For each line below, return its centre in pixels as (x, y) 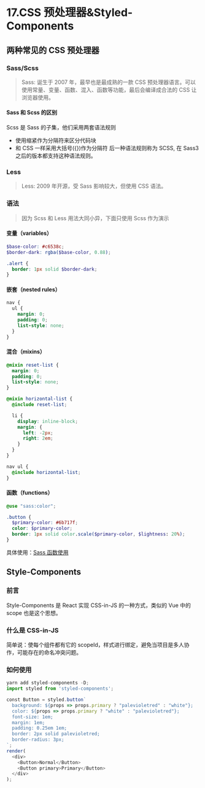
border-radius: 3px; (38, 740)
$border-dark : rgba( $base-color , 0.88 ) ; (59, 252)
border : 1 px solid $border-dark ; (55, 269)
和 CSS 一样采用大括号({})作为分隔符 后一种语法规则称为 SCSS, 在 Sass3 (107, 148)
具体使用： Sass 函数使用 (37, 552)
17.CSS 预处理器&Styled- (70, 13)
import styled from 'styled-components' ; (60, 689)
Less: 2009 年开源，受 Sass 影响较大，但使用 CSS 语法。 (94, 186)
